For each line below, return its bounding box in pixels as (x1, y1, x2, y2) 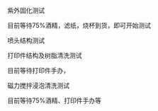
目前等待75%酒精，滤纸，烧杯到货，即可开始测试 (7, 21, 151, 30)
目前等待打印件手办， (7, 66, 69, 74)
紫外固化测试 (7, 6, 45, 14)
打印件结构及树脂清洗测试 (7, 52, 82, 59)
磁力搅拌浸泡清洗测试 (7, 81, 69, 90)
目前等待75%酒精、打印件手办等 (7, 96, 101, 105)
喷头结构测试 (7, 36, 45, 45)
